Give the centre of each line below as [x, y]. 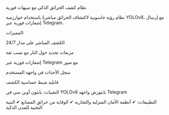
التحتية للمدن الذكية [24, 107]
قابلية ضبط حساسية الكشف [32, 82]
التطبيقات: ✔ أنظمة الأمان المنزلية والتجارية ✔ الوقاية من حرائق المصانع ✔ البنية [81, 102]
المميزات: [15, 32]
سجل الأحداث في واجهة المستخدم [38, 72]
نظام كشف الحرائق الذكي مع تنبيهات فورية [46, 7]
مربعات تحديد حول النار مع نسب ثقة [40, 52]
